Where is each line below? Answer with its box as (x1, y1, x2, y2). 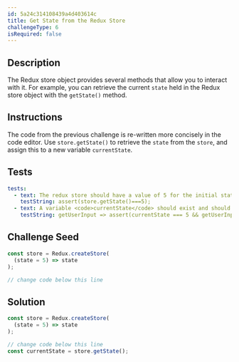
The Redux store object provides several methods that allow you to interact (7, 76, 228, 84)
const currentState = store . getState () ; (7, 347, 129, 355)
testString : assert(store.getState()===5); (20, 198, 152, 205)
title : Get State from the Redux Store (7, 17, 126, 24)
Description (7, 56, 60, 68)
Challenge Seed (7, 231, 80, 243)
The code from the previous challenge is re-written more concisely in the (7, 130, 222, 139)
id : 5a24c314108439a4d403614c (7, 10, 97, 18)
